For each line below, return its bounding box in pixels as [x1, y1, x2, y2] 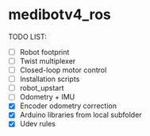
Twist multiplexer [19, 56, 76, 65]
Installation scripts [19, 74, 80, 84]
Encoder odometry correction [19, 101, 117, 111]
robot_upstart [19, 84, 64, 93]
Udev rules [19, 119, 56, 129]
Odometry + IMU [19, 92, 75, 102]
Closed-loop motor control [19, 65, 107, 75]
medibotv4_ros [8, 6, 111, 24]
